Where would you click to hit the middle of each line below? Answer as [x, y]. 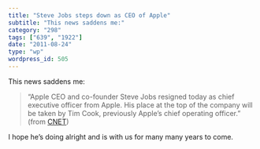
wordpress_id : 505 [38, 60]
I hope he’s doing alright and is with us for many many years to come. [121, 136]
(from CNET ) [48, 122]
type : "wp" [26, 52]
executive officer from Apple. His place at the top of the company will [140, 105]
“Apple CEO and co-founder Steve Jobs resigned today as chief [131, 96]
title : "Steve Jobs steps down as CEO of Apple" [89, 15]
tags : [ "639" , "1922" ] [45, 37]
